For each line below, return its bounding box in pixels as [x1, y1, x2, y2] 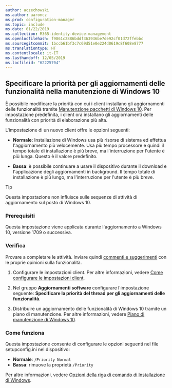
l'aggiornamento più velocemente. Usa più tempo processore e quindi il [12, 142, 164, 149]
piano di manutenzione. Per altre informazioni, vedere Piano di [12, 311, 145, 317]
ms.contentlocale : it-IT [5, 50, 59, 55]
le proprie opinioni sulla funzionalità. [5, 259, 82, 265]
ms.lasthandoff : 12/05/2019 [5, 55, 66, 61]
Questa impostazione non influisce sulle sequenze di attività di [5, 194, 138, 200]
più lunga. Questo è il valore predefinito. [12, 153, 98, 160]
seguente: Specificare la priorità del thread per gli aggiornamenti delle [12, 290, 165, 296]
